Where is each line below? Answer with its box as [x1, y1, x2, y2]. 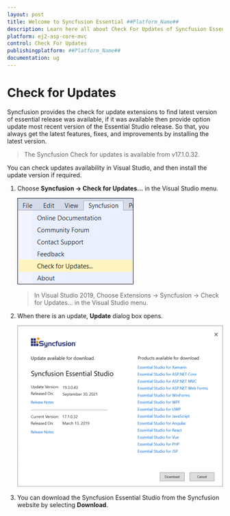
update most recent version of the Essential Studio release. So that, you [7, 122, 209, 131]
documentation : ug [7, 55, 60, 62]
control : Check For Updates [7, 40, 88, 47]
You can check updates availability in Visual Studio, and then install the [7, 164, 207, 172]
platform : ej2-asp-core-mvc [7, 33, 88, 40]
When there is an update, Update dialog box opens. [16, 311, 163, 319]
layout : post [7, 11, 44, 18]
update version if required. [7, 170, 82, 179]
